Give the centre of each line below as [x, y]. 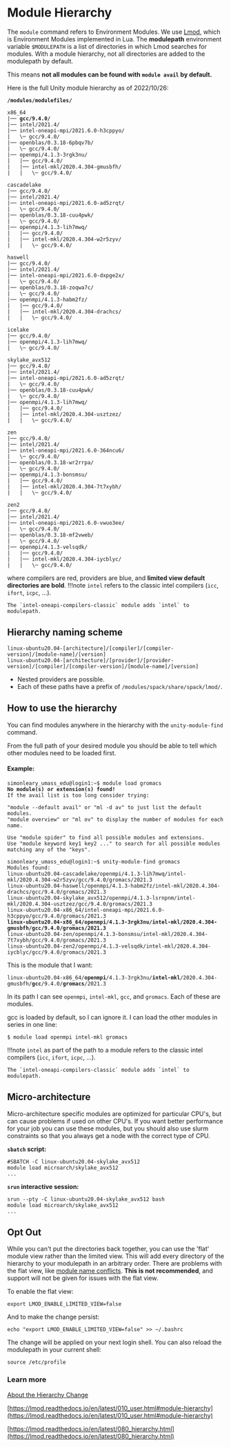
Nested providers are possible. [61, 679]
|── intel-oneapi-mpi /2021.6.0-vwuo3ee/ [66, 523]
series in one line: [32, 1024]
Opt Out [24, 1232]
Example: [21, 769]
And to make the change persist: [53, 1317]
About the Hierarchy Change [48, 1395]
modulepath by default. [40, 61]
